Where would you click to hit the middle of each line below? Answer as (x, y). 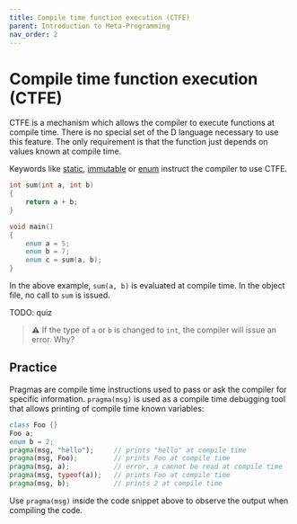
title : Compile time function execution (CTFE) (100, 18)
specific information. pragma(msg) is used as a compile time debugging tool (147, 399)
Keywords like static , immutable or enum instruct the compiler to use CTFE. (148, 169)
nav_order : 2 (34, 34)
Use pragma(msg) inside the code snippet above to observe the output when (149, 501)
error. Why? (53, 340)
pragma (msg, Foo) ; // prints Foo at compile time (120, 458)
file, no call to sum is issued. (60, 295)
